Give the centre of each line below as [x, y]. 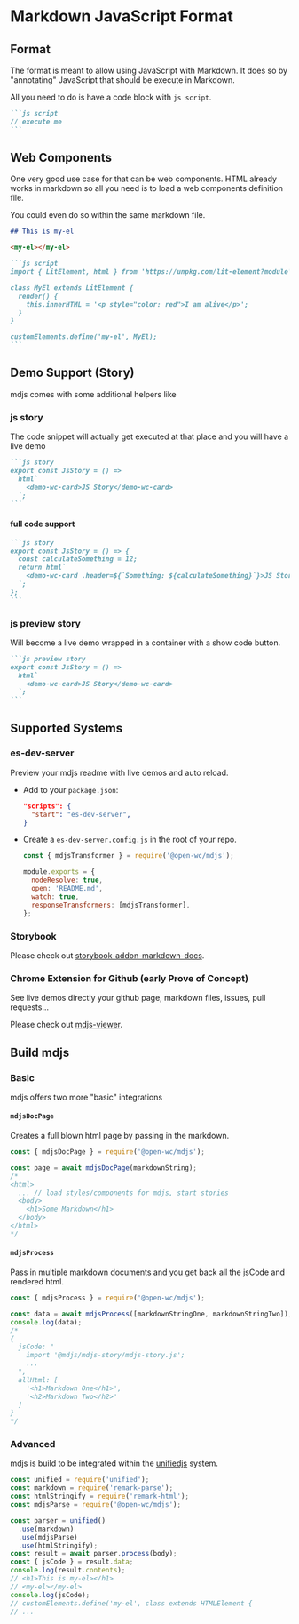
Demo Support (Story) [72, 373]
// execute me [36, 122]
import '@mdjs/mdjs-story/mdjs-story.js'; [106, 1356]
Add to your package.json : [71, 789]
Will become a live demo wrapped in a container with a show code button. [146, 643]
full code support [43, 524]
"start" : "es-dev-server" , [81, 814]
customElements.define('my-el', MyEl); [84, 337]
